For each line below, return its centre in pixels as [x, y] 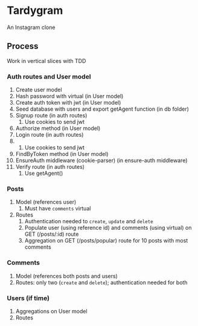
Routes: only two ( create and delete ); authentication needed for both [101, 282]
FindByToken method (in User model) [62, 154]
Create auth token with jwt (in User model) [68, 103]
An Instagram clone [31, 27]
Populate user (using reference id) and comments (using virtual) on [108, 228]
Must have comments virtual [58, 209]
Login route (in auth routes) [49, 135]
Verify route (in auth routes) [50, 167]
